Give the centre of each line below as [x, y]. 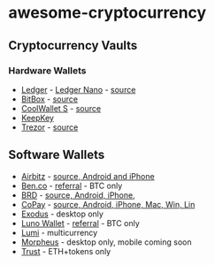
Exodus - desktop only [62, 214]
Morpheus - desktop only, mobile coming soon [106, 242]
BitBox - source [50, 99]
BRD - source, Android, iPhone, [78, 195]
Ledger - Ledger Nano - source [78, 89]
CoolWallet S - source [61, 108]
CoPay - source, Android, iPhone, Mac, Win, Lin [108, 204]
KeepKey [38, 117]
